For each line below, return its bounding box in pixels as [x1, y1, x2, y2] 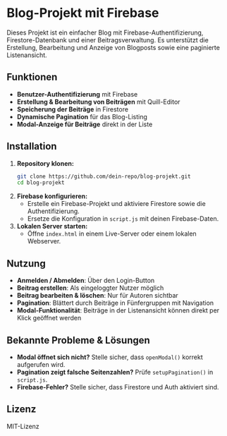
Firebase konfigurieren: [16, 192, 88, 200]
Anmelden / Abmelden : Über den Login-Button [16, 277, 155, 285]
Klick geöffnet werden [16, 314, 82, 322]
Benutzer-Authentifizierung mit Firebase [16, 90, 138, 98]
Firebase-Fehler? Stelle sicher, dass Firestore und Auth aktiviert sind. [16, 382, 219, 391]
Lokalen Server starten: [16, 222, 88, 231]
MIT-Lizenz [6, 422, 39, 430]
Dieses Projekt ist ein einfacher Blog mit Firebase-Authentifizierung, [6, 28, 204, 37]
